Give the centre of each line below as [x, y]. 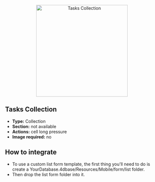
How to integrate [31, 152]
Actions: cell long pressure [39, 132]
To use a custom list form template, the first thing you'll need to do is [81, 164]
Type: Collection [29, 121]
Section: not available [34, 126]
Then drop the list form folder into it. [48, 174]
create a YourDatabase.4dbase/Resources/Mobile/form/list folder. [78, 169]
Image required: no [32, 136]
